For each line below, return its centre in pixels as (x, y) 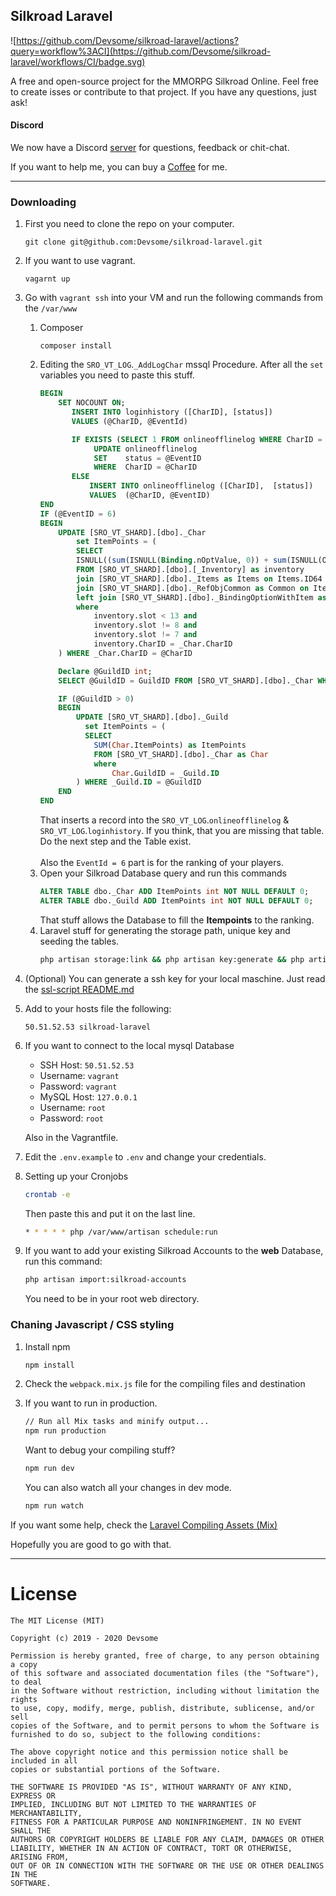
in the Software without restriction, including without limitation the (165, 1690)
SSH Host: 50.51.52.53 (87, 1065)
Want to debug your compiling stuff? (100, 1450)
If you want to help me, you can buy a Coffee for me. (119, 167)
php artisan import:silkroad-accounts (105, 1280)
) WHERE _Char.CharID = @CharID (125, 653)
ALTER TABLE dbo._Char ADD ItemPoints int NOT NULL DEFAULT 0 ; (174, 892)
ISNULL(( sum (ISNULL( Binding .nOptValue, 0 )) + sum (181, 560)
